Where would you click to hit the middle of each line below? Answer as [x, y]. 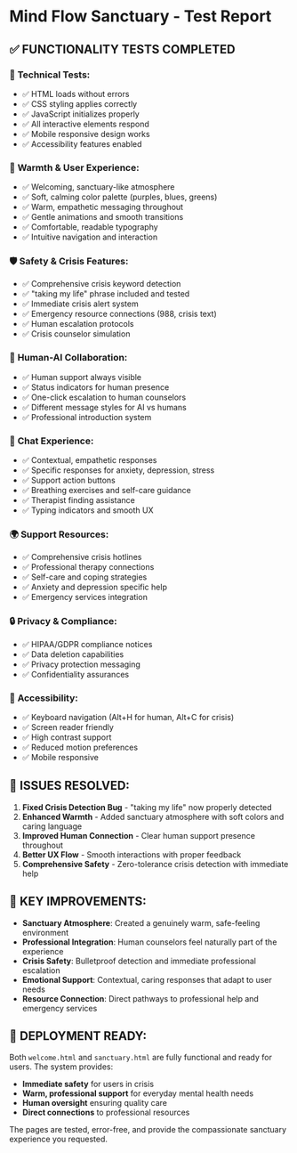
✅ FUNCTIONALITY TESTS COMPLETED [122, 49]
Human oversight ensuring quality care [94, 1103]
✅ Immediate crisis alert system [80, 304]
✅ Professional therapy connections [88, 567]
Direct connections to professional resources [106, 1112]
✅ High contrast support [67, 737]
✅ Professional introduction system [87, 417]
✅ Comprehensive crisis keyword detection [101, 284]
